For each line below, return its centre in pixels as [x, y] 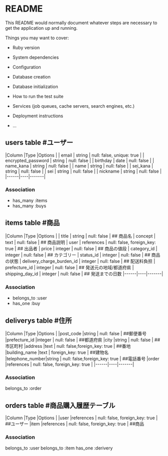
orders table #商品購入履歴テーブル [60, 405]
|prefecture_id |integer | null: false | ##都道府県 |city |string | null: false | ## [83, 340]
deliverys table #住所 [39, 320]
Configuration [27, 67]
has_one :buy [26, 303]
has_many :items [30, 201]
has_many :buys [29, 206]
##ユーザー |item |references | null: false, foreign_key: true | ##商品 [75, 424]
